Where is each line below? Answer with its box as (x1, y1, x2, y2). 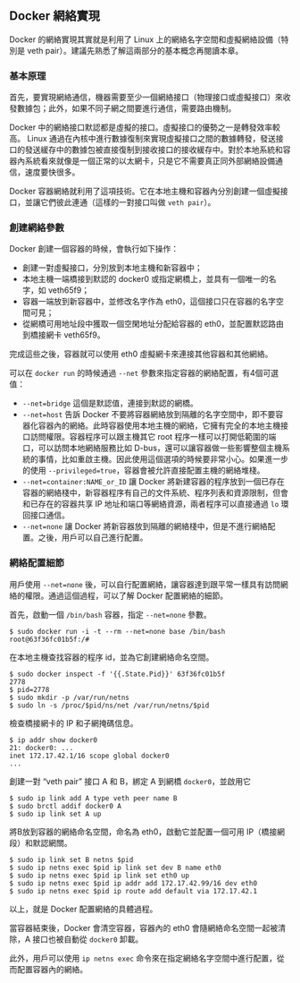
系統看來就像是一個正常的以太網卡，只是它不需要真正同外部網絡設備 (24, 156, 275, 167)
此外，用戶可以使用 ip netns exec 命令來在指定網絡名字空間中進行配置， (9, 953, 277, 963)
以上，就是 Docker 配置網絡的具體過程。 (9, 903, 158, 914)
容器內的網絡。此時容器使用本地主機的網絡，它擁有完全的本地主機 (37, 420, 281, 432)
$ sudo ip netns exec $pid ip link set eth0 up (9, 871, 190, 880)
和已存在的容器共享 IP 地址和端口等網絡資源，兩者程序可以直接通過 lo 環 (21, 499, 289, 509)
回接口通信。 (21, 509, 70, 521)
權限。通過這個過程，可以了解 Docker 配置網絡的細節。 (24, 590, 229, 601)
